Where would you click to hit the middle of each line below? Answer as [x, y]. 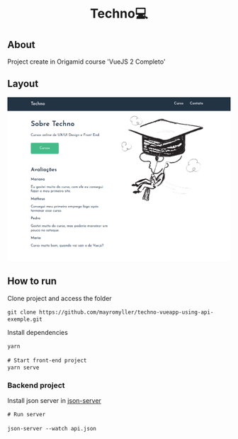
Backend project [36, 385]
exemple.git [25, 319]
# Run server [27, 414]
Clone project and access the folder [59, 298]
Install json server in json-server [54, 400]
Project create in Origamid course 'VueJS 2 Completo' [86, 62]
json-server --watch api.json [52, 428]
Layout [23, 84]
